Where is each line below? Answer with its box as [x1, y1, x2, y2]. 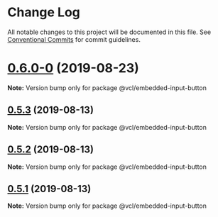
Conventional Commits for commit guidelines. [7, 35, 141, 43]
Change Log [7, 4, 80, 21]
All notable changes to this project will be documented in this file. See [7, 28, 212, 36]
